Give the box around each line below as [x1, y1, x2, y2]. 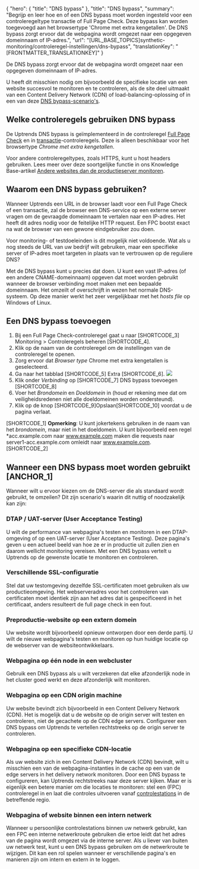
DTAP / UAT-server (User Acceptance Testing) [6, 515, 143, 523]
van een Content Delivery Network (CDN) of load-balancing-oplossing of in [6, 91, 191, 98]
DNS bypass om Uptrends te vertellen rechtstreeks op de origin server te [6, 723, 185, 731]
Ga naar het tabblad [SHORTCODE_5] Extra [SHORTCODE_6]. [14, 371, 165, 378]
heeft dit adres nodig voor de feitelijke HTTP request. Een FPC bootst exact [6, 219, 190, 226]
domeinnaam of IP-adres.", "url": [6, 37, 86, 43]
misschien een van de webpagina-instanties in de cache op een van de [6, 764, 181, 772]
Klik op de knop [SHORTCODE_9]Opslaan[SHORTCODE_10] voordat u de [14, 402, 192, 409]
